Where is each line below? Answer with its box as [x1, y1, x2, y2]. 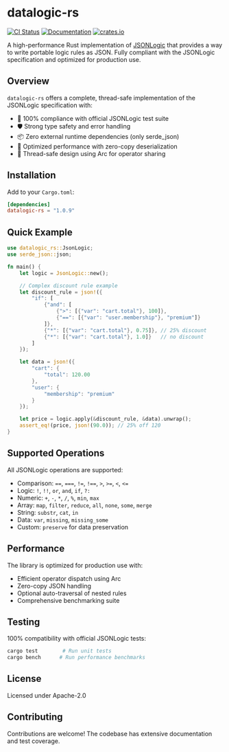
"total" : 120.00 [43, 371, 91, 378]
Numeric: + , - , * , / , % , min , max [16, 494, 99, 502]
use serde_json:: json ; [7, 251, 72, 258]
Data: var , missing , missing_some [16, 516, 108, 524]
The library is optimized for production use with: [7, 561, 143, 569]
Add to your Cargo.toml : [7, 188, 75, 196]
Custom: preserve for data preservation [16, 522, 129, 531]
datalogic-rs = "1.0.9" [7, 208, 75, 214]
